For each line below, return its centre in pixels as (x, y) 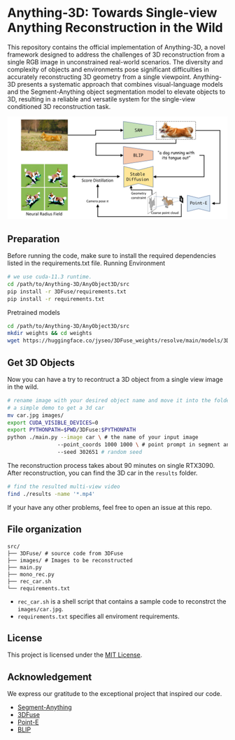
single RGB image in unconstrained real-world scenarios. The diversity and (115, 62)
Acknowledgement (50, 677)
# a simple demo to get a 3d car (56, 408)
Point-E (28, 723)
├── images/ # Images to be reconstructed (70, 560)
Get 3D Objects (41, 363)
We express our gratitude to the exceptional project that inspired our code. (115, 694)
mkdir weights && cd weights (50, 334)
